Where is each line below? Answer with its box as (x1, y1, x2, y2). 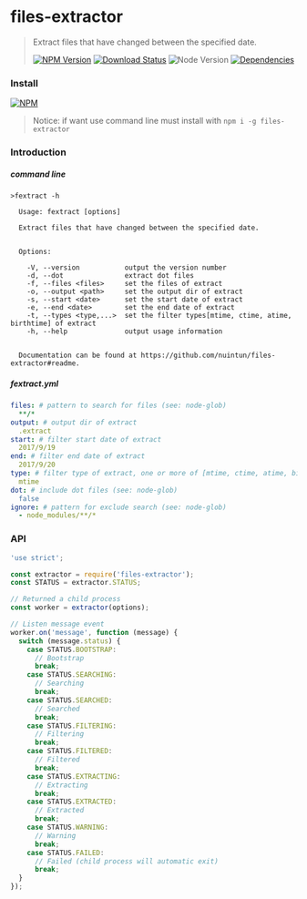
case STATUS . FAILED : (26, 848, 105, 857)
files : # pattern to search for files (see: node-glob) (10, 401, 227, 411)
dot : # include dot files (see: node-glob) (10, 485, 179, 495)
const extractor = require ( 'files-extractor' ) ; (10, 569, 195, 579)
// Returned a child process (10, 595, 121, 604)
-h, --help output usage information (26, 327, 223, 336)
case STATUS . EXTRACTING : (26, 771, 121, 781)
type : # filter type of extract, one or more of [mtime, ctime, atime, (10, 469, 288, 478)
